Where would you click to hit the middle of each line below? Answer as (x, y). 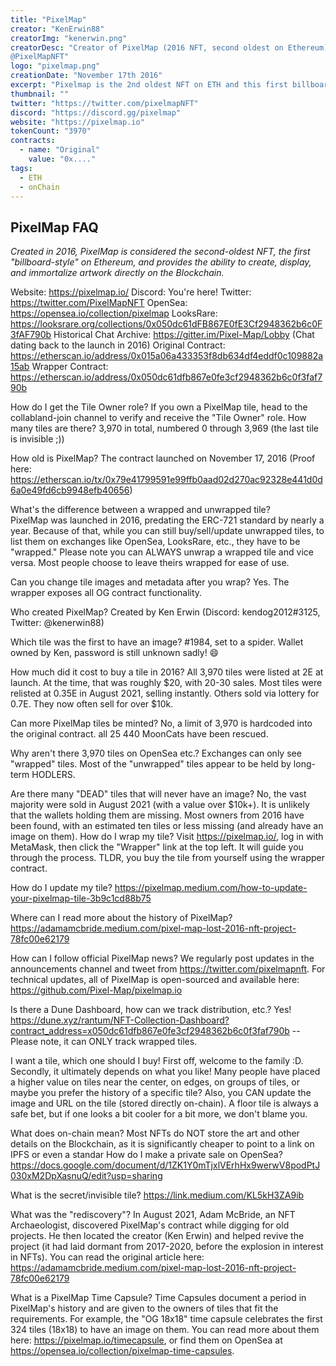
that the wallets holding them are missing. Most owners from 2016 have (157, 815)
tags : (21, 168)
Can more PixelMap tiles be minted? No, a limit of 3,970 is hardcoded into (161, 723)
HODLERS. (53, 775)
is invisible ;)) (37, 439)
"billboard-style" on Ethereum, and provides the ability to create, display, (161, 262)
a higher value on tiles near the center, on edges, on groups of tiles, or (155, 1082)
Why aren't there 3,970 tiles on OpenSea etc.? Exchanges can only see (156, 753)
